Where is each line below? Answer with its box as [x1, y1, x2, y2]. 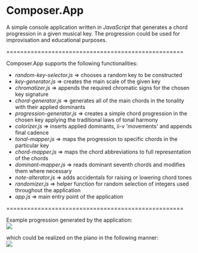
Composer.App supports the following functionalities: [6, 60, 138, 67]
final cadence [14, 129, 49, 136]
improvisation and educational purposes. [6, 36, 107, 43]
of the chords [14, 154, 49, 161]
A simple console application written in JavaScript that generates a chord [6, 23, 188, 31]
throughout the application [14, 186, 81, 193]
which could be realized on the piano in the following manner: [6, 234, 159, 241]
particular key [14, 142, 49, 149]
